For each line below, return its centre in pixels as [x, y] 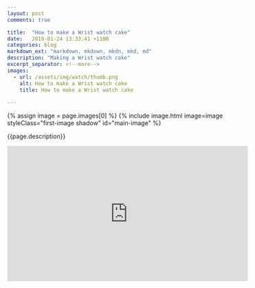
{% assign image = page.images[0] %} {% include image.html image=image [115, 116]
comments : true [29, 20]
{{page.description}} [36, 136]
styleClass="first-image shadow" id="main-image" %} [84, 123]
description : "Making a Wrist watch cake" [69, 58]
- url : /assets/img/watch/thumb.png [66, 77]
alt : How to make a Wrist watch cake [74, 83]
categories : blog [32, 45]
